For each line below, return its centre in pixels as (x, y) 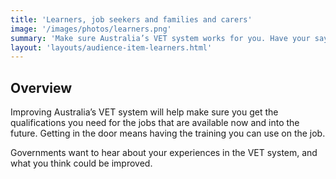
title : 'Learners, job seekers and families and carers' (131, 19)
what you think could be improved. (81, 163)
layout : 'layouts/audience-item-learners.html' (111, 47)
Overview (41, 87)
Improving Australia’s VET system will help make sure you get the (144, 112)
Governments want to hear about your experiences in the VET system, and (164, 153)
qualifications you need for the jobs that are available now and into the (155, 123)
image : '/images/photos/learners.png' (91, 29)
